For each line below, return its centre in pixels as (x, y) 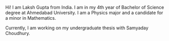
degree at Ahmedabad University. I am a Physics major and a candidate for (84, 13)
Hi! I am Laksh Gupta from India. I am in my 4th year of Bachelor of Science (85, 7)
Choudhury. (18, 33)
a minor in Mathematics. (31, 18)
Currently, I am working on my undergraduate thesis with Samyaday (77, 28)
